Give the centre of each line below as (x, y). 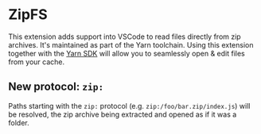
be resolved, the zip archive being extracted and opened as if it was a (123, 114)
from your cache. (37, 62)
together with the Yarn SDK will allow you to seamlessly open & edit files (127, 53)
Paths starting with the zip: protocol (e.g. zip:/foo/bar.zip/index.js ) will (129, 105)
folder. (19, 123)
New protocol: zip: (56, 87)
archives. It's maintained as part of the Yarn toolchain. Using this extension (131, 44)
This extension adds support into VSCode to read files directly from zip (125, 36)
